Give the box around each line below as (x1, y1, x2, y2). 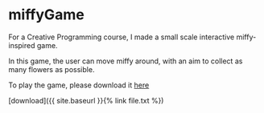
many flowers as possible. (8, 64, 95, 74)
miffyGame (8, 6, 85, 24)
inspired (8, 40, 35, 50)
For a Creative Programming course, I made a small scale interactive (8, 32, 235, 42)
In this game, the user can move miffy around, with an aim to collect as (8, 56, 243, 66)
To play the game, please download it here (8, 80, 150, 90)
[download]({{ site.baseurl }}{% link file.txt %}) (8, 95, 164, 105)
